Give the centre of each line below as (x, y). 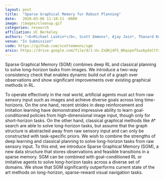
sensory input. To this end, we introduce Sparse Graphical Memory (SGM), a (82, 146)
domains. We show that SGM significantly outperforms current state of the (80, 167)
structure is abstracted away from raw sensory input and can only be (74, 131)
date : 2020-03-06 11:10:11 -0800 (41, 19)
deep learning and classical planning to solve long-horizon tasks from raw (80, 141)
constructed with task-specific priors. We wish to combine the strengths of (80, 136)
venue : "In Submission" (29, 41)
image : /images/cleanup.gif (34, 23)
